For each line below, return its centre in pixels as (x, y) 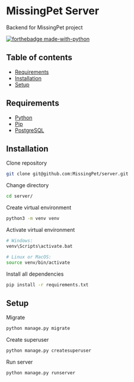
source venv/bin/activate (38, 263)
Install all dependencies (35, 274)
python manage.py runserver (41, 372)
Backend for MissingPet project (44, 27)
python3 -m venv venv (33, 219)
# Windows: (20, 241)
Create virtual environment (39, 208)
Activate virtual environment (41, 230)
